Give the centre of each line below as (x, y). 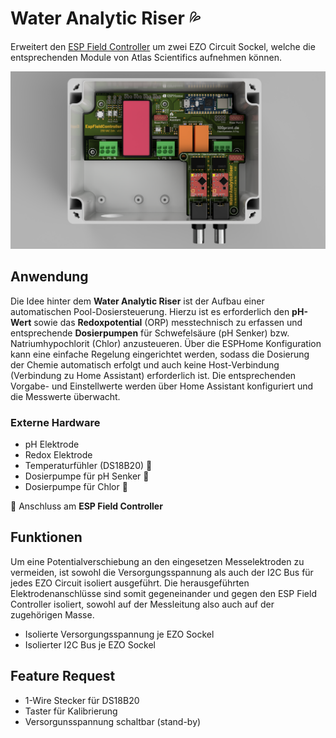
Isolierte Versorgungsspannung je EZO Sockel (119, 634)
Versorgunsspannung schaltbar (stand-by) (113, 721)
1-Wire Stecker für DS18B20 (82, 700)
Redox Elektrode (58, 455)
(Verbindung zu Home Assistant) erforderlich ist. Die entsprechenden (153, 375)
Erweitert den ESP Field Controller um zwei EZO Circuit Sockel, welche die (163, 46)
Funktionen (46, 537)
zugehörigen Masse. (52, 614)
